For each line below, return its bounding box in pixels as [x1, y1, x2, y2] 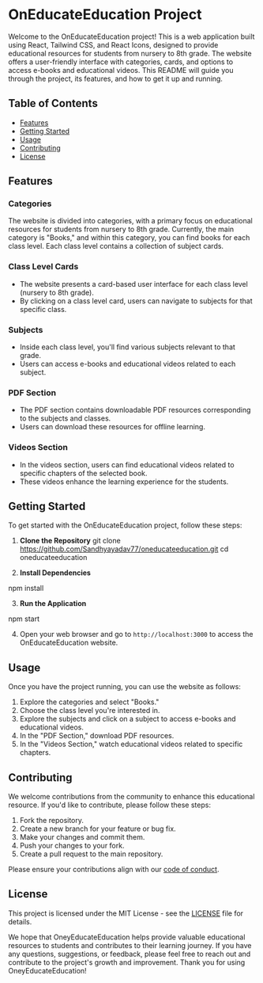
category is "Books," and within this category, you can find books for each [8, 233, 250, 242]
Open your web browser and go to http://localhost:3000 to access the [19, 630, 254, 639]
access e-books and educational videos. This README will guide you [8, 65, 234, 74]
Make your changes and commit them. [19, 833, 145, 842]
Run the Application [19, 599, 87, 608]
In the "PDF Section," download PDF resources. [19, 731, 175, 741]
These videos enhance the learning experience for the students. [19, 477, 229, 486]
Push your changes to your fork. [19, 841, 125, 851]
